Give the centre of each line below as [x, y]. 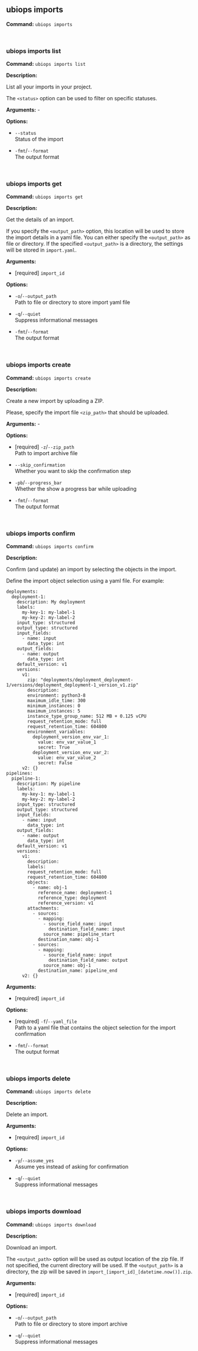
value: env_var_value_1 [67, 742]
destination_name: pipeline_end [77, 971]
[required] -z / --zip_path [45, 447]
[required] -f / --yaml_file [46, 1021]
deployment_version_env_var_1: [71, 737]
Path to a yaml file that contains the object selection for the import [95, 1028]
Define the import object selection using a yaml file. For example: [85, 581]
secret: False [55, 763]
